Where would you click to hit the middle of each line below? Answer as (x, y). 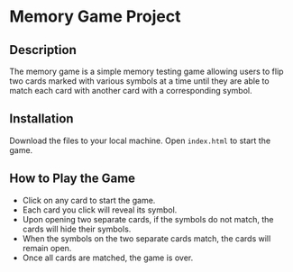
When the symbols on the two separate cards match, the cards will (146, 238)
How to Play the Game (73, 179)
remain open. (47, 248)
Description (43, 50)
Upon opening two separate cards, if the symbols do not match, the (148, 219)
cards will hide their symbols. (77, 229)
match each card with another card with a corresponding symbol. (131, 91)
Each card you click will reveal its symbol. (100, 210)
